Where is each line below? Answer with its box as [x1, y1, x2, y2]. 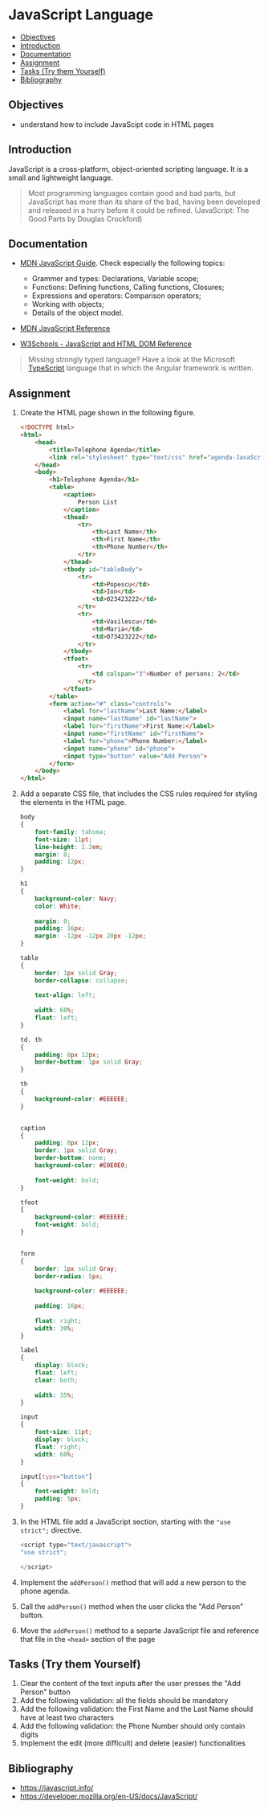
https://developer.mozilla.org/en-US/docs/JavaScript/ [19, 1791, 198, 1801]
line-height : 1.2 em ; [35, 843, 104, 851]
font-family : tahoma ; [35, 827, 107, 836]
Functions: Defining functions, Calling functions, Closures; [31, 283, 225, 292]
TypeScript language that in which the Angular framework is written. [27, 363, 254, 373]
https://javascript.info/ [19, 1783, 94, 1793]
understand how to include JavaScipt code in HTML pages [19, 119, 214, 129]
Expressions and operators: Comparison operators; [31, 291, 202, 300]
